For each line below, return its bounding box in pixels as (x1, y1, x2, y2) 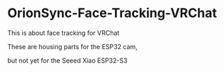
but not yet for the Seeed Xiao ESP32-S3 (7, 56, 128, 65)
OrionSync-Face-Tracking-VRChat (7, 5, 218, 21)
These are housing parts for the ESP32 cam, (7, 42, 138, 51)
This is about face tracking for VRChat (7, 29, 120, 37)
